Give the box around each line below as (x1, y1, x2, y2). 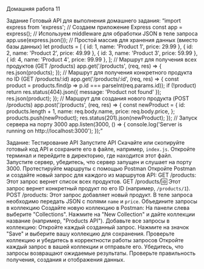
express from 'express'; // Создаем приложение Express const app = (6, 24, 183, 30)
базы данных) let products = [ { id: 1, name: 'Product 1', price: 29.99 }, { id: (6, 43, 194, 50)
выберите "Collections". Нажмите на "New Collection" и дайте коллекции (6, 210, 195, 218)
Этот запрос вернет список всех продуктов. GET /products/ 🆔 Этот (6, 178, 181, 185)
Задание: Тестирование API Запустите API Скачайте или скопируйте (6, 139, 185, 146)
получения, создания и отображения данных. (6, 256, 125, 263)
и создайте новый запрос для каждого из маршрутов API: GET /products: (6, 171, 197, 179)
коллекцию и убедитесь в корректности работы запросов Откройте (6, 237, 184, 243)
